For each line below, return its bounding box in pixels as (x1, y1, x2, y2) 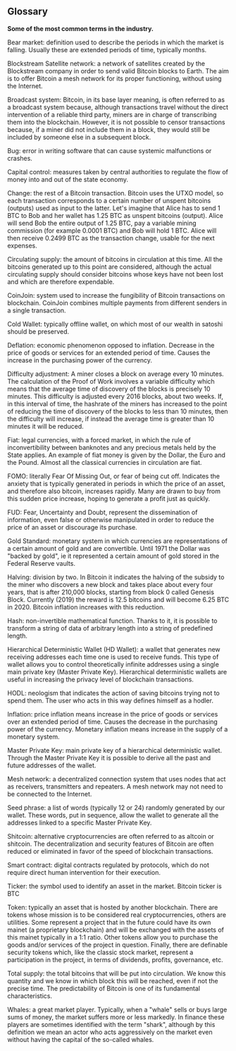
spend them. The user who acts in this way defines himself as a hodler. (7, 696, 213, 705)
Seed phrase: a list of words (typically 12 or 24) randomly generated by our (7, 803, 225, 812)
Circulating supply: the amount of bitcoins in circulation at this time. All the (7, 255, 223, 263)
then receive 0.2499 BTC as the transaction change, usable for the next (7, 233, 215, 242)
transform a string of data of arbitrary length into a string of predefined (7, 624, 213, 632)
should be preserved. (7, 327, 70, 336)
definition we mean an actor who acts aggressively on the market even (7, 1028, 213, 1036)
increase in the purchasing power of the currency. (7, 356, 153, 364)
